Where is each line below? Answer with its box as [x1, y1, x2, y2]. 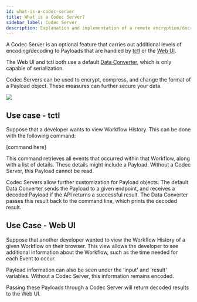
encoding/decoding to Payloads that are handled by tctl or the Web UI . [6, 47, 176, 55]
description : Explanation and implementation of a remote [6, 25, 151, 31]
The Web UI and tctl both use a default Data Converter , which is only [6, 59, 172, 66]
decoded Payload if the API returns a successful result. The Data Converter [6, 191, 188, 198]
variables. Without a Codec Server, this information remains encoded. [6, 272, 174, 279]
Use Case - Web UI [6, 220, 76, 230]
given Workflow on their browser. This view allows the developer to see [6, 242, 179, 249]
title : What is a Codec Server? [6, 14, 85, 20]
